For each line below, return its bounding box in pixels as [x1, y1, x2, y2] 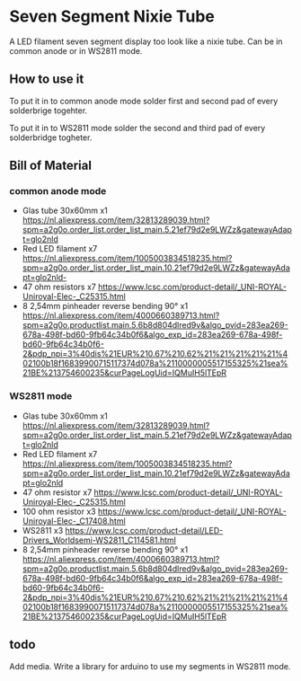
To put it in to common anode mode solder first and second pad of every [9, 95, 279, 106]
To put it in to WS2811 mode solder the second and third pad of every [9, 122, 266, 133]
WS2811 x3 [22, 525, 64, 535]
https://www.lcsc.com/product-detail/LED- [65, 525, 224, 535]
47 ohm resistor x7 [22, 487, 93, 498]
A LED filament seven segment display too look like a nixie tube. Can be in [9, 36, 283, 47]
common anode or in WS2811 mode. [9, 45, 143, 56]
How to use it [9, 72, 84, 87]
